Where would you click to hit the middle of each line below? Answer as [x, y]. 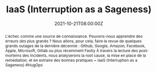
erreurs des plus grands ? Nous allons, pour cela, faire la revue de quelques [73, 41]
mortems [13, 55]
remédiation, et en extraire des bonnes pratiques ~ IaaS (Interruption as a [71, 60]
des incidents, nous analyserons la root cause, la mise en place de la [84, 55]
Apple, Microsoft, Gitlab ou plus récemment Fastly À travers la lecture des [72, 50]
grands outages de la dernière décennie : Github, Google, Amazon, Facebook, [75, 46]
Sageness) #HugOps [24, 65]
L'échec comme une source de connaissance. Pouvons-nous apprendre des [74, 36]
